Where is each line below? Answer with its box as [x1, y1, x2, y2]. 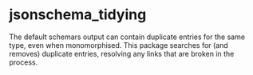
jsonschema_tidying [9, 6, 147, 24]
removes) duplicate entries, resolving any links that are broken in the [9, 49, 235, 58]
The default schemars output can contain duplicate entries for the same [9, 32, 246, 41]
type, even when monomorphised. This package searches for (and [9, 40, 228, 49]
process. [9, 57, 38, 67]
